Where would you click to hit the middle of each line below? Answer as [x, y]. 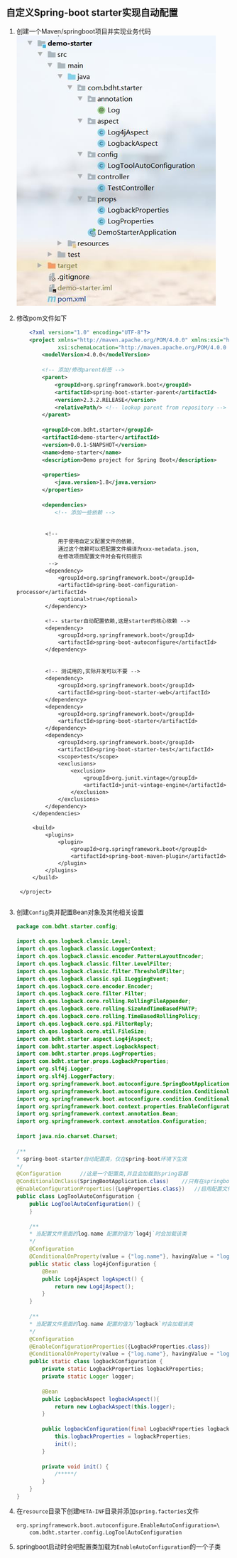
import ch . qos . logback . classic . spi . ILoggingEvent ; [93, 979]
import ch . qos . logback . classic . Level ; [73, 941]
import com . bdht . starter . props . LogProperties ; [86, 1054]
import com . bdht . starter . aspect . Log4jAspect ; [84, 1039]
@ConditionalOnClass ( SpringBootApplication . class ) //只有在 [110, 1182]
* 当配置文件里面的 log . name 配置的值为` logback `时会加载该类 [111, 1324]
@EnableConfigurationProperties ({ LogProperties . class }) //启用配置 [119, 1189]
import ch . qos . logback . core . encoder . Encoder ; [84, 986]
